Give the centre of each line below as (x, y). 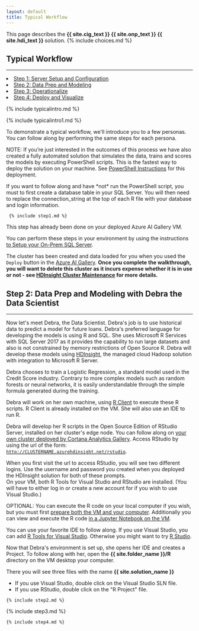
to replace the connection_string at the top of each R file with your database (99, 199)
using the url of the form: (36, 445)
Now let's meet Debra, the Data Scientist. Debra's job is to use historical (94, 323)
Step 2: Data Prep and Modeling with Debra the (94, 294)
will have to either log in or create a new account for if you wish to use (92, 488)
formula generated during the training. (53, 391)
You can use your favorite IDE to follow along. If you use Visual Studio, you (97, 530)
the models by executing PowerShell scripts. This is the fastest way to (92, 162)
